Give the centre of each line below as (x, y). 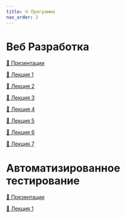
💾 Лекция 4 (21, 109)
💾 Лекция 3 (21, 98)
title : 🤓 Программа (31, 12)
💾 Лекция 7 (20, 144)
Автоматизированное (63, 168)
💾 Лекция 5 (20, 121)
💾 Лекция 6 (21, 132)
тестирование (43, 181)
